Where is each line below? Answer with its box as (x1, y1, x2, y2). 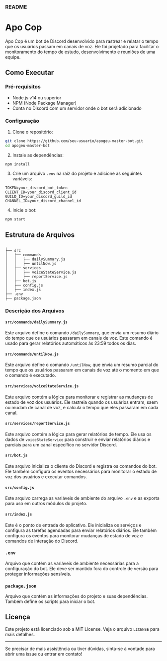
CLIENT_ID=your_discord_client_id (5, 190, 77, 195)
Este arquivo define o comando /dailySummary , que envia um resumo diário (5, 330, 159, 336)
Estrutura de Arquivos (5, 230, 75, 239)
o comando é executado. (5, 372, 56, 378)
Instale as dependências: (12, 152, 64, 158)
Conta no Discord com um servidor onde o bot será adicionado (12, 105, 142, 111)
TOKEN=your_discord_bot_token (5, 185, 68, 191)
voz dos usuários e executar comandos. (5, 474, 87, 480)
